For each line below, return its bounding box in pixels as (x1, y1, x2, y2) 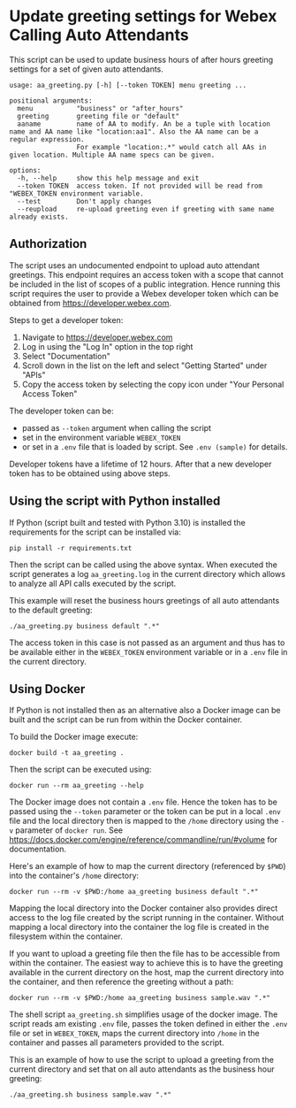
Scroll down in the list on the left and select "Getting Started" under (21, 360, 268, 371)
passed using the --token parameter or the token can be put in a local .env (9, 806, 281, 817)
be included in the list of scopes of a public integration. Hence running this (9, 279, 281, 289)
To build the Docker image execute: (9, 732, 139, 743)
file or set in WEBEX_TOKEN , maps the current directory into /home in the (9, 1028, 260, 1039)
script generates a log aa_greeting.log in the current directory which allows (9, 568, 285, 579)
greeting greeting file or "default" (17, 112, 179, 120)
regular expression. (9, 135, 86, 143)
